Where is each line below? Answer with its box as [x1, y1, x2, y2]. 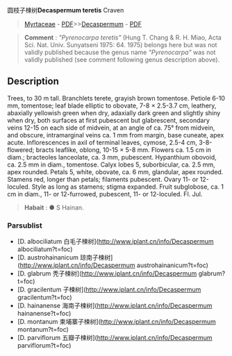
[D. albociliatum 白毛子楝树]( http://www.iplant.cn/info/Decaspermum [17, 237, 214, 246]
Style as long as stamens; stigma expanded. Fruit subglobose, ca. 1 [31, 183, 224, 191]
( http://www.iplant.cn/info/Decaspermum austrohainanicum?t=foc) [17, 261, 208, 269]
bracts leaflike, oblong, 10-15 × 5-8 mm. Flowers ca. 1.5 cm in [35, 145, 212, 154]
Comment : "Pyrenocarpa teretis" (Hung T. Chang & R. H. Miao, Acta [24, 33, 222, 42]
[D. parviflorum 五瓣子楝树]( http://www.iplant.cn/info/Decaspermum [17, 334, 213, 342]
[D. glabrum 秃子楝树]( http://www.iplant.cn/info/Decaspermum [17, 269, 197, 278]
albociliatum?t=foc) [17, 245, 73, 253]
